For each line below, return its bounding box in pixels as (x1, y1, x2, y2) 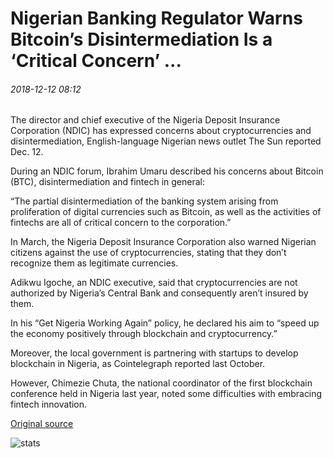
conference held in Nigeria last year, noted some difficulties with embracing (10, 388, 323, 400)
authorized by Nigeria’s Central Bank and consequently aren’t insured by (10, 287, 309, 299)
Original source (10, 418, 74, 430)
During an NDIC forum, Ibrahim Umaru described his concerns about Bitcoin (10, 165, 324, 177)
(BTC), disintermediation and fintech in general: (10, 176, 205, 188)
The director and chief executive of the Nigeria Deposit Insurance (10, 114, 281, 126)
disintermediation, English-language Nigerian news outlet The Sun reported (10, 135, 322, 147)
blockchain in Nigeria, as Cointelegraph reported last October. (10, 358, 266, 370)
